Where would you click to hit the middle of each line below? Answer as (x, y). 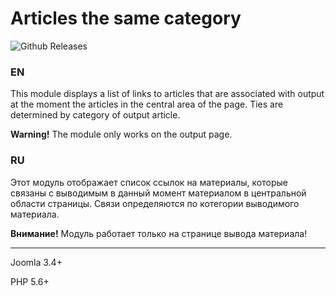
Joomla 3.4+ (36, 262)
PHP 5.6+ (30, 281)
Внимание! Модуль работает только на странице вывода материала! (159, 233)
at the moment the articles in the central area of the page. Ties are (147, 104)
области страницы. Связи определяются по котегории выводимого (155, 203)
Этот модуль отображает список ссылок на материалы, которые (149, 182)
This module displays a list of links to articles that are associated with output (167, 94)
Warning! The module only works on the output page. (121, 134)
